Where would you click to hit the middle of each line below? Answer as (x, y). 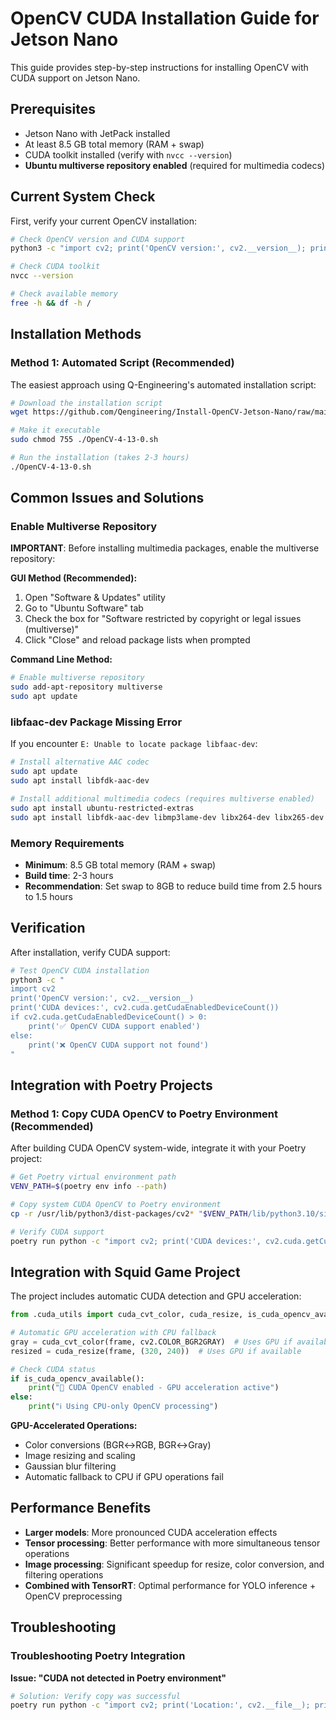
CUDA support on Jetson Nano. (75, 78)
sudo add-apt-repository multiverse (86, 687)
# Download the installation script (86, 403)
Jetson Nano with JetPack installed (97, 133)
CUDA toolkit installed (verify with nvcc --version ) (128, 154)
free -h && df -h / (51, 303)
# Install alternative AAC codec (80, 762)
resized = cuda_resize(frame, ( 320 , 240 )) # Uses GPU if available (156, 1351)
